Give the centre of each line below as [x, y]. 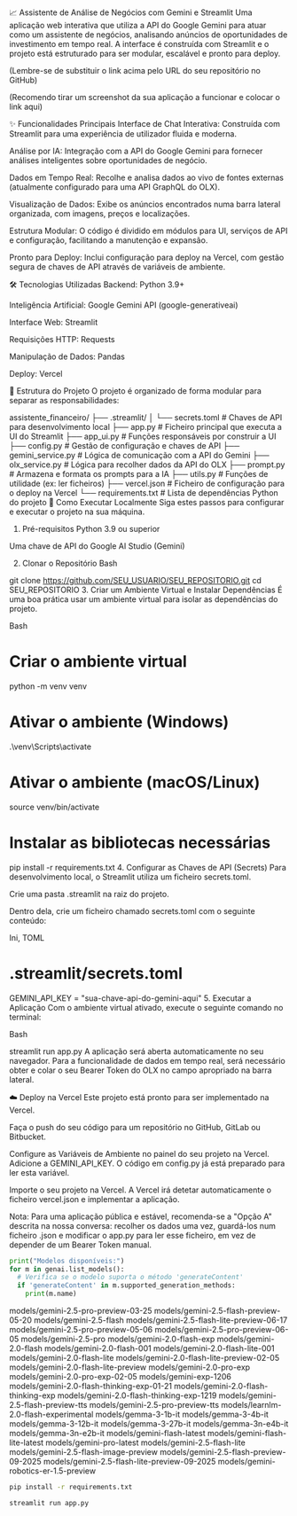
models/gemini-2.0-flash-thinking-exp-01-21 [91, 1387]
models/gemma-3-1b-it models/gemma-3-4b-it [182, 1414]
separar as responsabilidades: [64, 400]
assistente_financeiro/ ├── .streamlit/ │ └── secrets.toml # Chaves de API [146, 418]
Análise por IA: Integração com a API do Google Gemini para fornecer [136, 151]
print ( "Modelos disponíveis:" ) [67, 1261]
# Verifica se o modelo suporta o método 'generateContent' [130, 1278]
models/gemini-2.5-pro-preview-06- [222, 1330]
